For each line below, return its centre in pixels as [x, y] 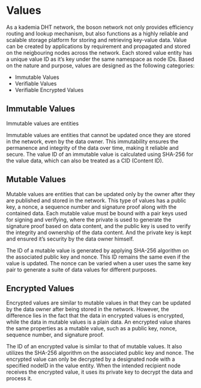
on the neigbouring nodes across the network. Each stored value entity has [99, 52]
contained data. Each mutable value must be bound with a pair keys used [97, 213]
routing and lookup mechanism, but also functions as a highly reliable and [97, 33]
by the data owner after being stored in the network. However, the [88, 309]
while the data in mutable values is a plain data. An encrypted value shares [98, 322]
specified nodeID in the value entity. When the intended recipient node [94, 366]
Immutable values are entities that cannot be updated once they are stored [98, 135]
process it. [19, 378]
